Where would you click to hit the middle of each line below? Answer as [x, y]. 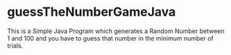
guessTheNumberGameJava [92, 12]
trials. [15, 45]
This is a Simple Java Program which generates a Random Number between [116, 31]
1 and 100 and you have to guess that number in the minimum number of [110, 38]
